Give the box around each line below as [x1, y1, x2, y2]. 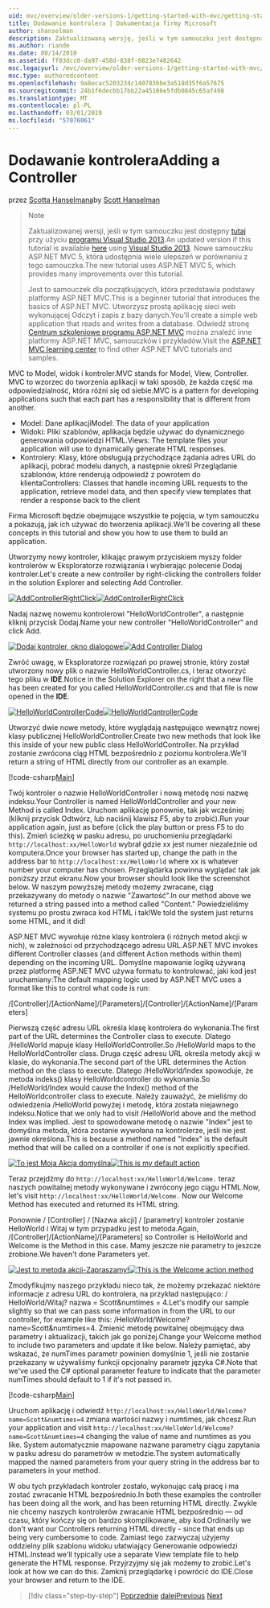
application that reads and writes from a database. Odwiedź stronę [27, 319, 250, 328]
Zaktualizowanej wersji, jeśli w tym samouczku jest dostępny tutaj [27, 226, 247, 236]
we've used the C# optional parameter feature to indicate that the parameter [8, 1366, 261, 1375]
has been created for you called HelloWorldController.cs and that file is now [8, 682, 259, 692]
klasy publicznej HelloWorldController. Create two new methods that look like [8, 731, 261, 740]
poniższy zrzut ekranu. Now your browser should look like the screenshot [8, 873, 251, 883]
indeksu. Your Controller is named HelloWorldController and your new [8, 796, 237, 806]
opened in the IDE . [8, 691, 70, 701]
